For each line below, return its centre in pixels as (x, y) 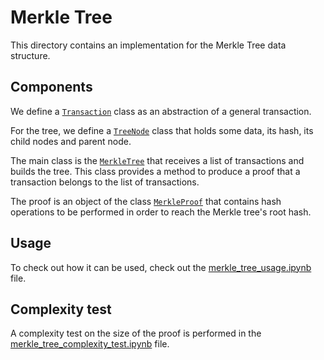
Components (51, 87)
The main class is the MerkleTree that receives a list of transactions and (157, 160)
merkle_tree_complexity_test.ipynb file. (90, 344)
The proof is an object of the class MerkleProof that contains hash (146, 201)
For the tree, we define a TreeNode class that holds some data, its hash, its (162, 130)
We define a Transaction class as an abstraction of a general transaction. (161, 111)
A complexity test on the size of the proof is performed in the (136, 333)
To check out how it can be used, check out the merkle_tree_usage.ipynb (161, 267)
